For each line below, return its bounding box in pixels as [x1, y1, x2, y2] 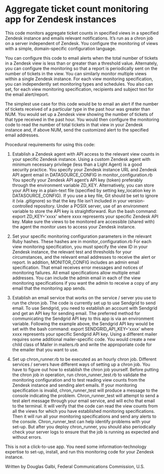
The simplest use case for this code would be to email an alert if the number [5, 101, 159, 107]
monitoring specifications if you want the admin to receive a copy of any [12, 280, 158, 286]
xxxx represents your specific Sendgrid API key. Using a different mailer [12, 331, 158, 337]
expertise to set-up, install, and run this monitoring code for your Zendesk [5, 449, 154, 454]
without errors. [12, 434, 43, 440]
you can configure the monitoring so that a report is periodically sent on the [5, 65, 158, 71]
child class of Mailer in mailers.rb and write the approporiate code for [12, 341, 152, 347]
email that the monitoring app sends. [12, 285, 87, 291]
